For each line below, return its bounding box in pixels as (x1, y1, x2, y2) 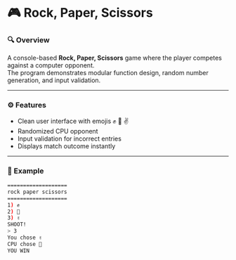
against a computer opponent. (7, 61, 95, 70)
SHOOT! (7, 221, 27, 228)
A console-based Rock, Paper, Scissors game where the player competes (7, 53, 223, 63)
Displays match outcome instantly (17, 141, 116, 150)
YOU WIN (7, 247, 30, 254)
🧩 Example (7, 166, 44, 176)
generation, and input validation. (7, 76, 101, 84)
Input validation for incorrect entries (17, 134, 122, 143)
